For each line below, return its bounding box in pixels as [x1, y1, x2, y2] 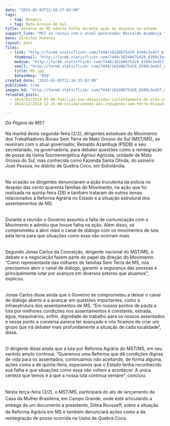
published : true [5, 82, 39, 88]
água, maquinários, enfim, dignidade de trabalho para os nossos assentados [5, 313, 165, 319]
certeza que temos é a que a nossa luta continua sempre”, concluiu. [5, 372, 147, 378]
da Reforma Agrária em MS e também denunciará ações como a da [5, 408, 146, 415]
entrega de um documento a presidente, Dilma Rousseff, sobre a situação [5, 402, 158, 408]
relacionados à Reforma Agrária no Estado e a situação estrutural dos [5, 195, 150, 201]
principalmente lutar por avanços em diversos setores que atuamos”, [5, 270, 149, 276]
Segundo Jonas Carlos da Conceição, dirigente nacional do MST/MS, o [5, 249, 154, 255]
